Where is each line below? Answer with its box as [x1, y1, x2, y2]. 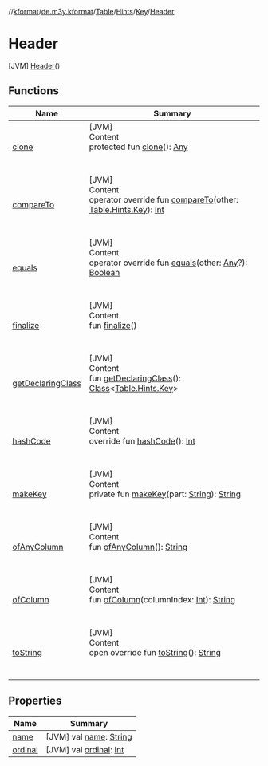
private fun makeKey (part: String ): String [89, 488, 242, 499]
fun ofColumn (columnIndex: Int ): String [89, 594, 236, 605]
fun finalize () [89, 319, 137, 330]
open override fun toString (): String [89, 646, 222, 657]
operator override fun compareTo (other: [89, 194, 239, 205]
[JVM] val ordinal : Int [45, 744, 124, 755]
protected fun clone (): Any [89, 141, 189, 152]
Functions [8, 84, 60, 98]
